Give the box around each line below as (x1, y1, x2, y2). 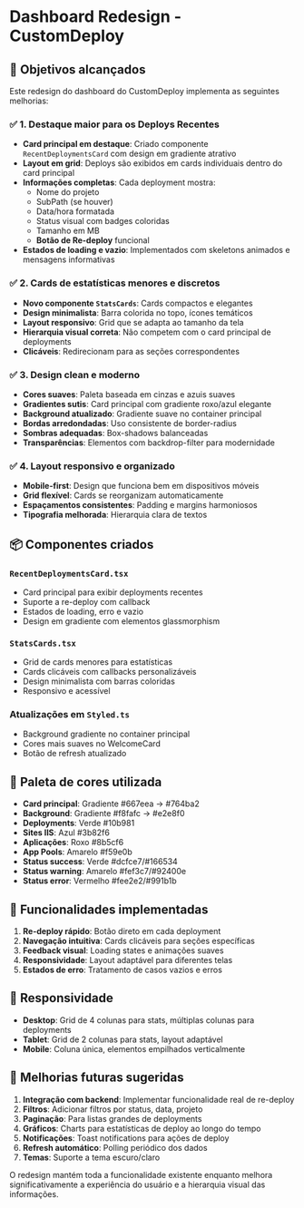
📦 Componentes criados (9, 537, 154, 552)
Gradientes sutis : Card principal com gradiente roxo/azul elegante (22, 398, 272, 409)
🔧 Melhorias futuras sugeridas (9, 1070, 184, 1086)
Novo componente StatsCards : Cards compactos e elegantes (22, 297, 253, 308)
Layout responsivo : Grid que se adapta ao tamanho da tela (22, 317, 244, 327)
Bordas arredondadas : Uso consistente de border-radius (22, 417, 238, 428)
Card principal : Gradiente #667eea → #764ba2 (22, 798, 200, 809)
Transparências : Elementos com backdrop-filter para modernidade (22, 437, 275, 448)
